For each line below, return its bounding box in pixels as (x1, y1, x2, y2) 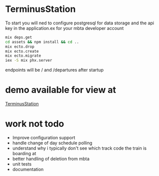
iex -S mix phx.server (5, 58, 52, 63)
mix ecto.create (5, 49, 39, 54)
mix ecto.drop (5, 44, 35, 49)
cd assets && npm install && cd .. (5, 39, 79, 44)
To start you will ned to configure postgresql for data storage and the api (5, 20, 155, 26)
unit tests (12, 161, 32, 167)
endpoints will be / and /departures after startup (5, 67, 104, 73)
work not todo (5, 118, 64, 130)
